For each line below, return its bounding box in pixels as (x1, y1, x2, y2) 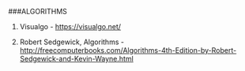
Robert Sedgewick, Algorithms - (19, 37, 125, 47)
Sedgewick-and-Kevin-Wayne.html (19, 54, 134, 63)
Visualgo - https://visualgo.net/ (19, 22, 121, 31)
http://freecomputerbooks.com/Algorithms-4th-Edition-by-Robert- (19, 46, 237, 54)
